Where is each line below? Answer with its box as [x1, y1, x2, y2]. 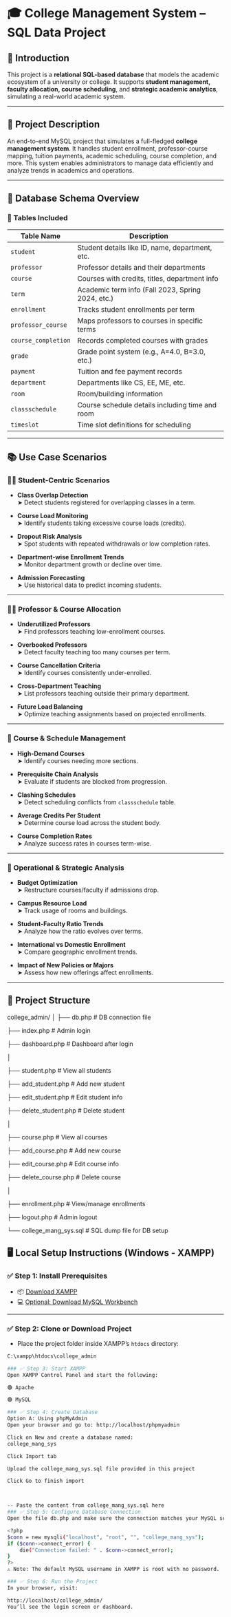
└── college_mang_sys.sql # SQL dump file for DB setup [7, 1226, 168, 1234]
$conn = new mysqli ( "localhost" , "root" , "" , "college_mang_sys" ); [7, 1534, 205, 1541]
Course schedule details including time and [77, 400, 217, 409]
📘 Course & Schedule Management [7, 733, 126, 743]
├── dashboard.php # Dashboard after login [7, 1040, 134, 1048]
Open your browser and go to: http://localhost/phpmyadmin [7, 1422, 180, 1428]
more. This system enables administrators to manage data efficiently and [7, 159, 214, 167]
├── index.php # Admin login [7, 1026, 91, 1034]
